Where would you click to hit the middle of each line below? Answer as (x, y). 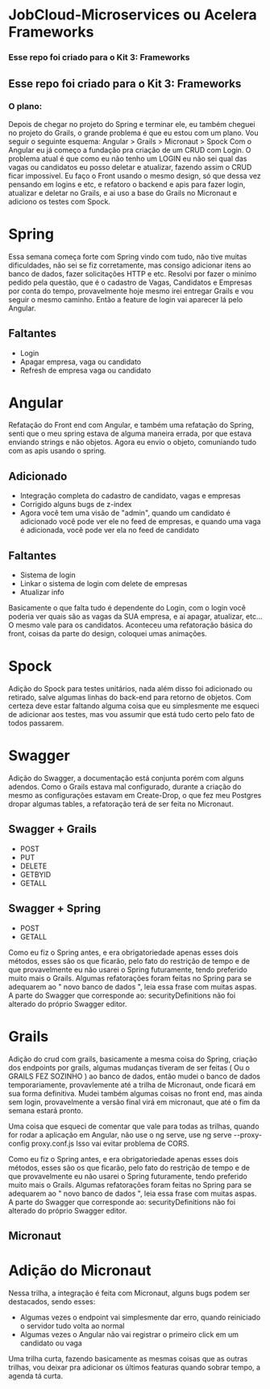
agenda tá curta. (36, 1375)
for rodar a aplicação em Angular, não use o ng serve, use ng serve (120, 1134)
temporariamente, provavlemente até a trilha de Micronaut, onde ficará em (132, 1084)
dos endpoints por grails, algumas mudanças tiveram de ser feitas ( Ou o (129, 1067)
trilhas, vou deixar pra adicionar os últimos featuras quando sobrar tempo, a (134, 1367)
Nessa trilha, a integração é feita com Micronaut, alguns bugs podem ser (129, 1293)
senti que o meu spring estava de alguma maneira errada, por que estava (130, 433)
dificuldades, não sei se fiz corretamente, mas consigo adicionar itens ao (130, 265)
